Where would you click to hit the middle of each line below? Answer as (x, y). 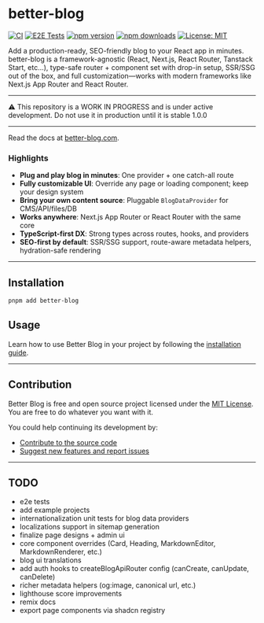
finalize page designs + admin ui (72, 535)
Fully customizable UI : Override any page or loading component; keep (134, 184)
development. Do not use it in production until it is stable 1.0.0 (108, 115)
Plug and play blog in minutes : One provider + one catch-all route (126, 175)
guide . (18, 352)
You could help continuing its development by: (83, 427)
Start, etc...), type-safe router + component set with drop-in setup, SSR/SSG (132, 67)
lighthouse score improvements (71, 594)
